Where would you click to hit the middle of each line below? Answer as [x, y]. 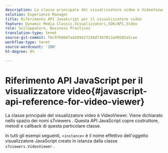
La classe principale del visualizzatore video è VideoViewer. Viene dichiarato [84, 116]
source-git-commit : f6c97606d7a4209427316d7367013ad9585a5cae [71, 38]
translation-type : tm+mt [31, 33]
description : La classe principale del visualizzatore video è [72, 10]
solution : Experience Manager [37, 14]
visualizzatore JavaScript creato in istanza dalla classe [61, 141]
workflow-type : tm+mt [28, 42]
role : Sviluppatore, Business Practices [48, 28]
